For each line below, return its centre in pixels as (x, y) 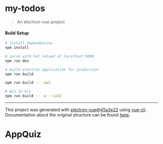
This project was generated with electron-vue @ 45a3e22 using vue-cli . (76, 110)
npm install (17, 48)
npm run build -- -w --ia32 (33, 96)
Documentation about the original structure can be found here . (68, 115)
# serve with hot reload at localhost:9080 (50, 56)
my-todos (25, 8)
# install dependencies (29, 43)
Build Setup (17, 33)
